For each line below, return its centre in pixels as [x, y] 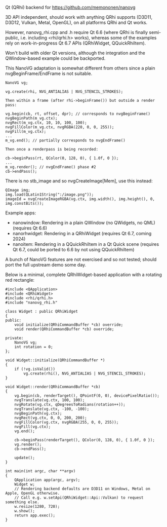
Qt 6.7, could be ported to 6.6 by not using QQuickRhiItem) [73, 250]
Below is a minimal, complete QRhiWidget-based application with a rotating [83, 275]
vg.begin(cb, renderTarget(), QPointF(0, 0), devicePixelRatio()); [87, 396]
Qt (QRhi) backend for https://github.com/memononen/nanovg [70, 7]
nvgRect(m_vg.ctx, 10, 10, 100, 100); [46, 123]
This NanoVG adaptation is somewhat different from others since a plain [80, 68]
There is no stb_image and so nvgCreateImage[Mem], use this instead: [79, 181]
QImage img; [18, 190]
